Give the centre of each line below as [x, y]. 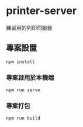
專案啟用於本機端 [30, 77]
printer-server [41, 11]
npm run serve [23, 90]
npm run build [23, 118]
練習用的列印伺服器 [29, 28]
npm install [20, 62]
